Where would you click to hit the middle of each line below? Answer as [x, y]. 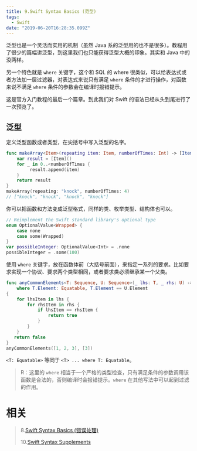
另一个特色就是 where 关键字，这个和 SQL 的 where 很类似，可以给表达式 [94, 72]
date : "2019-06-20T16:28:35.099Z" [48, 28]
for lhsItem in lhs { [43, 299]
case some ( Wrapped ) [40, 236]
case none [29, 231]
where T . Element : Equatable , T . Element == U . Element [82, 288]
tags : [13, 17]
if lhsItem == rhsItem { [68, 310]
